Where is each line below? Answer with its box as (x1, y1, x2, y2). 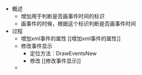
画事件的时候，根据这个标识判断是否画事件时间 (20, 20, 136, 27)
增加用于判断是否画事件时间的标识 (20, 12, 105, 20)
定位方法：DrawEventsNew (29, 50, 97, 57)
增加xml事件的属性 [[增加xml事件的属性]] (20, 35, 121, 42)
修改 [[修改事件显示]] (29, 57, 81, 64)
